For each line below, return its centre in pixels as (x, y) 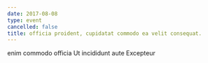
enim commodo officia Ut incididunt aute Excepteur (81, 53)
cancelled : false (33, 27)
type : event (25, 20)
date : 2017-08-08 (33, 14)
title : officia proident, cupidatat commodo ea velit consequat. (104, 33)
